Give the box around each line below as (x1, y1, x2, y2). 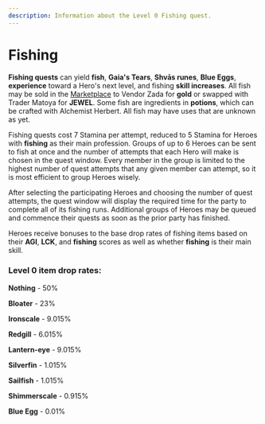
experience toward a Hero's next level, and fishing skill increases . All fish (8, 80, 251, 90)
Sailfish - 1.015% (8, 375, 64, 385)
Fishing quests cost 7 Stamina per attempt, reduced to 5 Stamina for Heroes (8, 130, 258, 139)
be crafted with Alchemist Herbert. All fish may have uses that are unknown (8, 106, 256, 115)
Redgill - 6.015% (8, 329, 64, 339)
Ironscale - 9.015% (8, 313, 72, 323)
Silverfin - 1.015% (8, 360, 68, 370)
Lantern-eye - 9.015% (8, 344, 82, 354)
